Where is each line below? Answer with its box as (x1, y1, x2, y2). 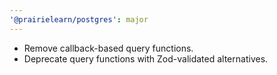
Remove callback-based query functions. (23, 42, 194, 54)
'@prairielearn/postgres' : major (9, 14, 149, 25)
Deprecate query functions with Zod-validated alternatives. (23, 52, 269, 65)
